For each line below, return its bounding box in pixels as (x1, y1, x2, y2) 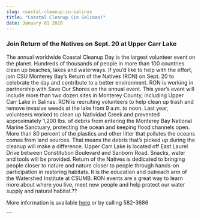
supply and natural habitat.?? (6, 187, 77, 194)
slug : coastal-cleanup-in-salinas (6, 8, 93, 15)
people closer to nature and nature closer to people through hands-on (6, 161, 179, 169)
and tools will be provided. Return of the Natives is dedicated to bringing (6, 155, 185, 163)
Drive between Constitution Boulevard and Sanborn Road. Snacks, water (6, 149, 186, 156)
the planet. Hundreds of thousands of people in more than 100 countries (6, 59, 185, 67)
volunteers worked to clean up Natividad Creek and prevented (6, 110, 160, 118)
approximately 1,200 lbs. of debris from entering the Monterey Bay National (6, 117, 193, 124)
